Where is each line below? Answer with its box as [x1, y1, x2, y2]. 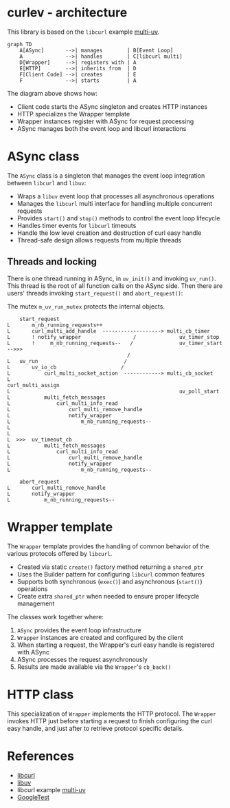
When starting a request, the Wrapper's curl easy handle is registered [16, 641, 215, 649]
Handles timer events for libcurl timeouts [16, 221, 137, 229]
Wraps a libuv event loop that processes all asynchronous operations [16, 191, 215, 200]
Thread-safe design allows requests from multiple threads [16, 236, 182, 244]
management [16, 599, 55, 608]
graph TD [7, 41, 32, 48]
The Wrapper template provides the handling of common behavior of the [7, 542, 209, 550]
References [7, 748, 74, 764]
